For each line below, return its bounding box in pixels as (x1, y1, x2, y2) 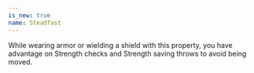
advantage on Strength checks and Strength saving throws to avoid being (8, 49, 247, 58)
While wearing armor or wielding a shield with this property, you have (8, 40, 234, 49)
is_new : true (8, 11, 51, 20)
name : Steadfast (8, 19, 61, 27)
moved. (8, 57, 33, 67)
